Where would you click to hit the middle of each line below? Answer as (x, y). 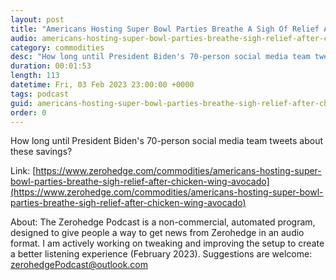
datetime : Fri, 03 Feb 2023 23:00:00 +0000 (102, 85)
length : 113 (35, 76)
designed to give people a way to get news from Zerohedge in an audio (157, 233)
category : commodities (57, 47)
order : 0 (28, 112)
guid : (21, 103)
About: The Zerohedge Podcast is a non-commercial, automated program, (163, 222)
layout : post (37, 19)
